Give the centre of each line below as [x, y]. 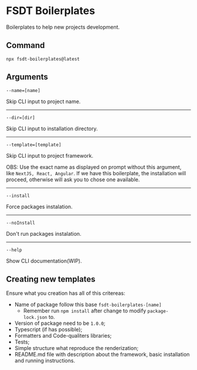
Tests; [22, 342]
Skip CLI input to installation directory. [52, 128]
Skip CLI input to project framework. [50, 155]
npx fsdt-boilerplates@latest [43, 59]
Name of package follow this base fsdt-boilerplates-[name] [88, 305]
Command [26, 45]
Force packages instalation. [39, 206]
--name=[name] [23, 90]
